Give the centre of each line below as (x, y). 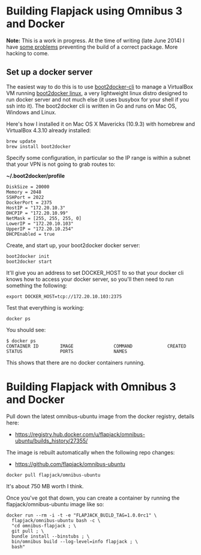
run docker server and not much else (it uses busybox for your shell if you (97, 99)
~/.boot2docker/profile (35, 176)
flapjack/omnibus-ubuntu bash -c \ (56, 520)
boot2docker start (29, 262)
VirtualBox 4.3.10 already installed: (49, 130)
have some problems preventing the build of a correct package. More (92, 47)
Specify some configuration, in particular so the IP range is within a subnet (98, 158)
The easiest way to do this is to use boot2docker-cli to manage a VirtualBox (100, 87)
